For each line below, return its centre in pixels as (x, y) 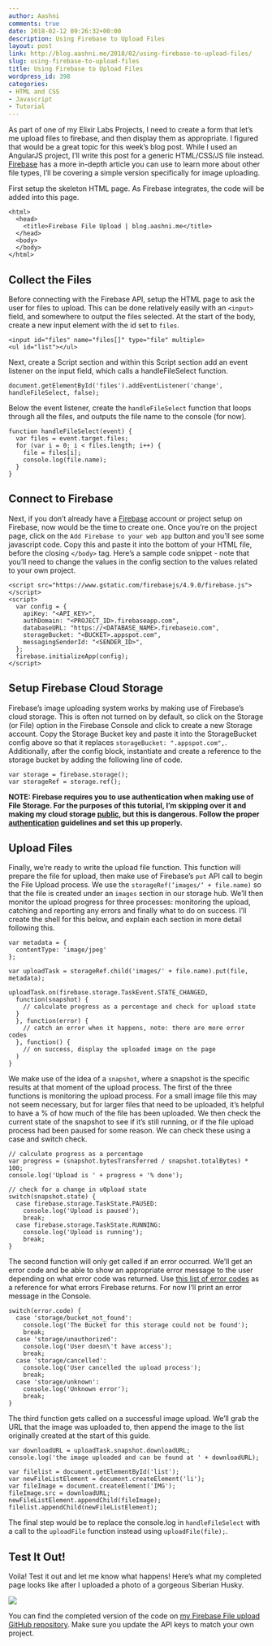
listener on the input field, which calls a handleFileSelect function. (119, 370)
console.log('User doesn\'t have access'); (98, 1347)
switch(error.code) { (45, 1311)
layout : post (30, 46)
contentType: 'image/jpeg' (61, 950)
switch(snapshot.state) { (52, 1197)
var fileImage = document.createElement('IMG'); (92, 1486)
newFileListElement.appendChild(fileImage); (85, 1501)
